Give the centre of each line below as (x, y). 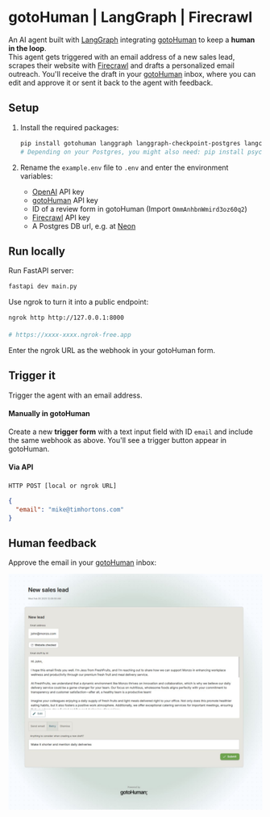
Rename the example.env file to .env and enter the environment (124, 167)
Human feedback (52, 543)
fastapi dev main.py (43, 287)
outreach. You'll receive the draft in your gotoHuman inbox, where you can (132, 74)
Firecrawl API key (61, 217)
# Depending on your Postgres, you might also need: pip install (132, 152)
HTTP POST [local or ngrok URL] (62, 486)
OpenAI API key (58, 192)
